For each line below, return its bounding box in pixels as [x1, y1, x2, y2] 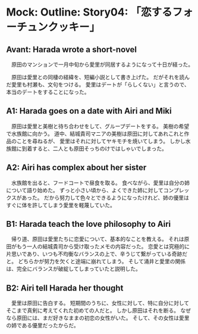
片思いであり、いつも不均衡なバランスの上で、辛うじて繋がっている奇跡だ [6, 251, 188, 258]
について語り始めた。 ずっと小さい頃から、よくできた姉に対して [6, 186, 164, 193]
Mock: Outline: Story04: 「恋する [6, 5, 172, 19]
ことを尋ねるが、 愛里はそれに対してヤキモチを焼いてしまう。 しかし [16, 138, 186, 145]
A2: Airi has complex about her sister [6, 163, 147, 173]
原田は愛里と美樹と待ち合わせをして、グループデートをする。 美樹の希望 [11, 123, 189, 130]
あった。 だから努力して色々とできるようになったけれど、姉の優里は [21, 194, 189, 201]
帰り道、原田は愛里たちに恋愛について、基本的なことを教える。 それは [11, 236, 184, 243]
